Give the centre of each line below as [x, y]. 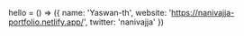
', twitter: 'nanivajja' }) [123, 22]
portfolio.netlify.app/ [46, 22]
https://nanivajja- [203, 13]
